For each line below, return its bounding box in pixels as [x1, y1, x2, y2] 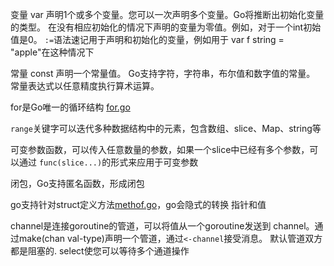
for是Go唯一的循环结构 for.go [10, 101, 131, 113]
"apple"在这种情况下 [10, 46, 95, 58]
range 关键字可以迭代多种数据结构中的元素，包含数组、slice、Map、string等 [10, 123, 322, 134]
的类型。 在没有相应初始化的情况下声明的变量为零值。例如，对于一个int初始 [10, 21, 322, 33]
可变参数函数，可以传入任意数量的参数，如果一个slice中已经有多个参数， [10, 144, 310, 155]
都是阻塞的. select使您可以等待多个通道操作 [10, 245, 190, 257]
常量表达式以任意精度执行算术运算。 [10, 80, 160, 92]
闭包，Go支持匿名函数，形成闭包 [10, 178, 145, 189]
